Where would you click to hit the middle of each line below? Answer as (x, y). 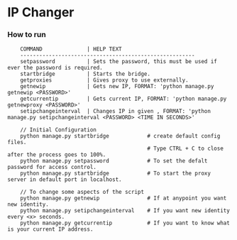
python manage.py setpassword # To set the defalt (114, 161)
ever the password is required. (55, 68)
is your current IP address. (50, 229)
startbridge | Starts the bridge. (86, 74)
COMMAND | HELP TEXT (71, 49)
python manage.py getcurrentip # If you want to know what (125, 223)
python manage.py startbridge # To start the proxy (116, 174)
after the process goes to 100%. (57, 155)
